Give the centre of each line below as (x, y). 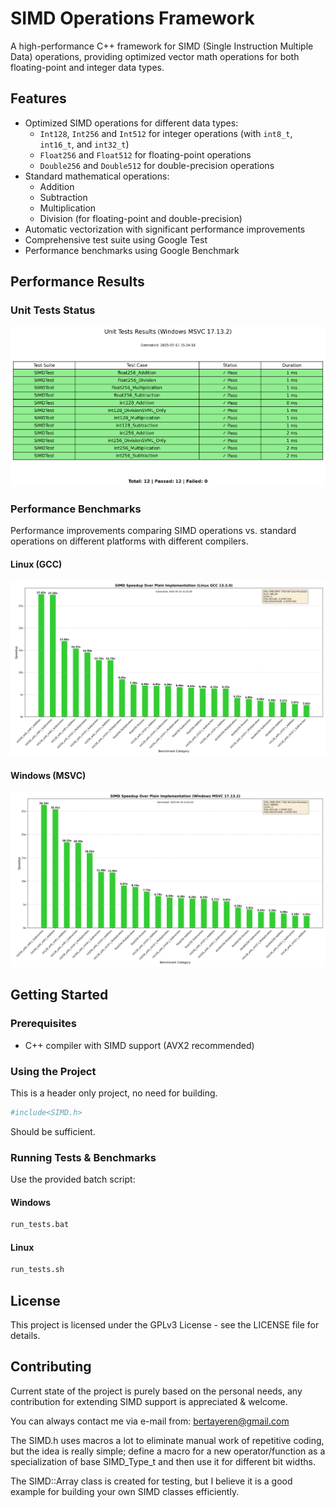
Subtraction (63, 197)
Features (38, 98)
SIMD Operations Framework (132, 18)
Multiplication (68, 208)
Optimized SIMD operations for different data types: (131, 123)
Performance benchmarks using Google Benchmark (132, 250)
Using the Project (53, 1071)
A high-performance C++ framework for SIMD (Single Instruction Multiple (162, 46)
